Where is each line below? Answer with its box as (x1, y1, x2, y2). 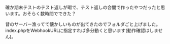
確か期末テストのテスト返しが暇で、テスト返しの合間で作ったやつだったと (5, 4, 161, 10)
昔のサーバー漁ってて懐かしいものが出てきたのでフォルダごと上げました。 (5, 21, 161, 27)
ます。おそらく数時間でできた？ (9, 10, 76, 16)
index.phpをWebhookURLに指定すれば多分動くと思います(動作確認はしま (5, 27, 158, 33)
